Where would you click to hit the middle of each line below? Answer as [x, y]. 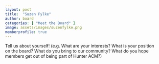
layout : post [18, 9]
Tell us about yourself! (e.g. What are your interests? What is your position [80, 46]
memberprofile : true [26, 32]
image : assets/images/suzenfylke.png [44, 28]
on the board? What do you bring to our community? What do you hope [77, 51]
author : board [20, 18]
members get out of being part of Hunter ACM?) [54, 56]
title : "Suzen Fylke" [28, 14]
